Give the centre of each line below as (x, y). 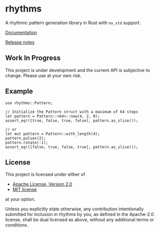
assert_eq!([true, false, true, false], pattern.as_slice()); (72, 121)
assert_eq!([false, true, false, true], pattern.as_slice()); (72, 147)
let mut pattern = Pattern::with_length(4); (53, 134)
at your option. (20, 199)
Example (19, 91)
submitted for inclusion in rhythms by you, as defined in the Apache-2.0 (80, 214)
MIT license (24, 190)
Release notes (20, 42)
